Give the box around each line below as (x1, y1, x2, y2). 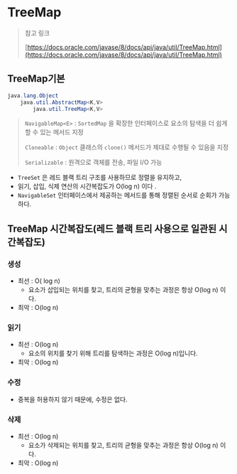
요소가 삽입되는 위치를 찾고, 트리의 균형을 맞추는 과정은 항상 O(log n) (28, 286, 219, 294)
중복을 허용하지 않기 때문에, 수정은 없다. (17, 395, 128, 404)
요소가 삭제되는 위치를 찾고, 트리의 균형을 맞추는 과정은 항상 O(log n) (28, 441, 219, 449)
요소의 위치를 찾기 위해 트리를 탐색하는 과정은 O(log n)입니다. (28, 349, 198, 357)
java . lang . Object (7, 92, 59, 99)
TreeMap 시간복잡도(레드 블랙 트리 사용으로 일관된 (7, 222, 217, 235)
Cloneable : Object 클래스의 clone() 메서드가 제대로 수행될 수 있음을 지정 (24, 143, 229, 151)
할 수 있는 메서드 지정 (24, 128, 84, 136)
